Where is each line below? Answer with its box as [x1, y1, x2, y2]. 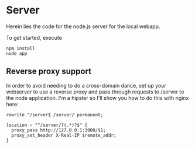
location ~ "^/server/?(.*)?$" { [6, 122, 88, 128]
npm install [6, 45, 35, 51]
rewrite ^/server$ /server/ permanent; [6, 112, 104, 117]
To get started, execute [6, 34, 63, 41]
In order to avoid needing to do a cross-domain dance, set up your [6, 82, 167, 89]
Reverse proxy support [6, 67, 92, 77]
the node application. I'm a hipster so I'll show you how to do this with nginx [6, 94, 189, 101]
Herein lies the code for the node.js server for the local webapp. [6, 23, 160, 30]
